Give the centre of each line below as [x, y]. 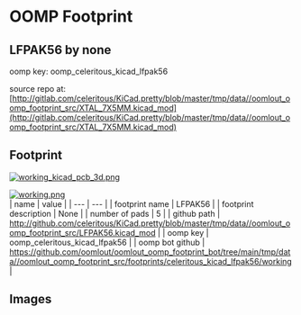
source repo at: [37, 89]
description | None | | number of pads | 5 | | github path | [115, 213]
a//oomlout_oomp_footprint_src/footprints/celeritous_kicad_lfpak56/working [151, 261]
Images [31, 299]
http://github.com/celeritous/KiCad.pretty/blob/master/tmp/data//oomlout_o [150, 223]
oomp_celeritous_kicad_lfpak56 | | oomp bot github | [107, 242]
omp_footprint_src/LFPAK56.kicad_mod [82, 232]
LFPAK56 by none [60, 50]
